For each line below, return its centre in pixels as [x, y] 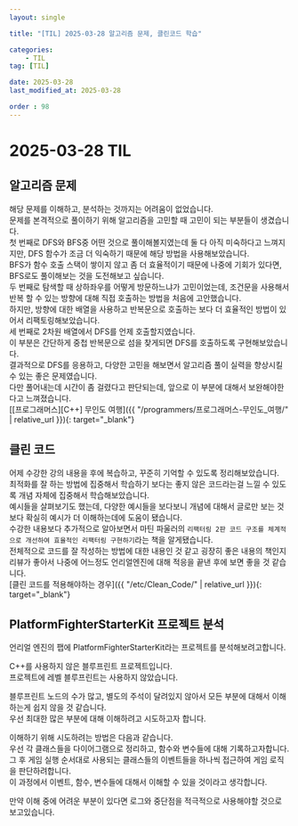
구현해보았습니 [262, 342]
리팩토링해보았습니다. [63, 320]
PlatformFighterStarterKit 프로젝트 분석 [117, 624]
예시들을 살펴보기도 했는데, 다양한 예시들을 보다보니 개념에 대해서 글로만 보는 [142, 506]
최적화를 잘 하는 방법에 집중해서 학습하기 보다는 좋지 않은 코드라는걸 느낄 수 [140, 484]
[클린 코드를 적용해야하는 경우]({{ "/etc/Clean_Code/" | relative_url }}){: [136, 584]
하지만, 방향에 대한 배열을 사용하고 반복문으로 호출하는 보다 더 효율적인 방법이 [143, 309]
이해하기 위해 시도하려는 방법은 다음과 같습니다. [91, 738]
